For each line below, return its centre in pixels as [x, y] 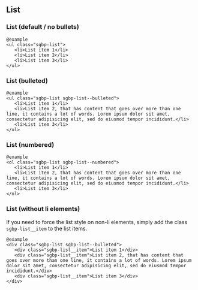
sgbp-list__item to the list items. [47, 228]
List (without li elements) [43, 209]
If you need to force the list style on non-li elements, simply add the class [97, 222]
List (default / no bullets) [43, 27]
